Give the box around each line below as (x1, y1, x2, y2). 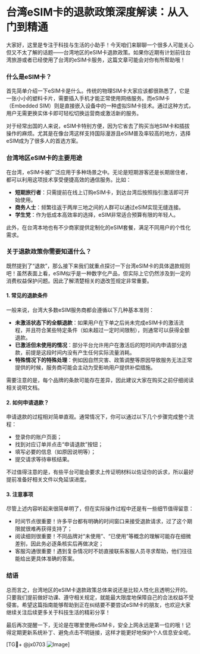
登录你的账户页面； (14, 434, 62, 441)
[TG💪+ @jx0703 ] (6, 640, 70, 648)
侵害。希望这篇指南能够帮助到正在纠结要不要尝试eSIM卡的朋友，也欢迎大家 (6, 601, 191, 608)
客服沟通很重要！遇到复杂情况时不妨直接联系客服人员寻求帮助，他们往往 (14, 548, 192, 555)
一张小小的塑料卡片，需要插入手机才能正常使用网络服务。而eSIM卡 (6, 95, 170, 102)
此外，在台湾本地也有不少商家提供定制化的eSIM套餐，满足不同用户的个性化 (6, 223, 191, 231)
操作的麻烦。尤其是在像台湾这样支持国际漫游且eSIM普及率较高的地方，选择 (6, 130, 191, 137)
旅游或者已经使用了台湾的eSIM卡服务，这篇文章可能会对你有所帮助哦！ (11, 56, 186, 63)
